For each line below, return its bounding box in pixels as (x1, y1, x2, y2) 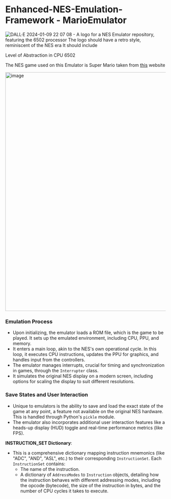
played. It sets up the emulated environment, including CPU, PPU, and (12, 335, 159, 341)
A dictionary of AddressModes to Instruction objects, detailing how (20, 471, 159, 478)
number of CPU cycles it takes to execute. (20, 488, 108, 494)
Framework (5, 14, 54, 26)
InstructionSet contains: (12, 461, 66, 467)
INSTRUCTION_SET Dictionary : (5, 440, 72, 446)
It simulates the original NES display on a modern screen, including (12, 373, 153, 379)
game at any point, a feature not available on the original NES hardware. (12, 408, 164, 414)
